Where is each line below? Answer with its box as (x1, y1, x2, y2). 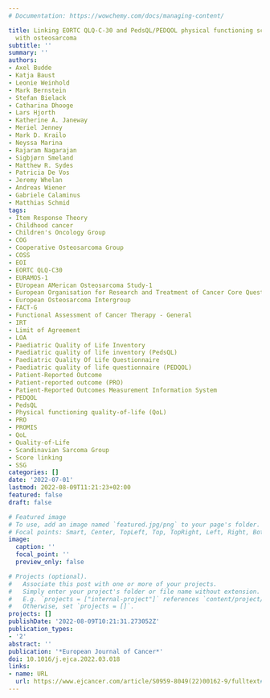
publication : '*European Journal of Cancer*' (8, 647, 163, 655)
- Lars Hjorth (8, 109, 56, 117)
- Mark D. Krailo (8, 131, 67, 139)
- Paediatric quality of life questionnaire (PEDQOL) (8, 364, 193, 372)
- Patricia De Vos (8, 168, 70, 177)
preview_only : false (15, 558, 84, 566)
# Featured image (8, 513, 67, 521)
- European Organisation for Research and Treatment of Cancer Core (8, 289, 243, 297)
